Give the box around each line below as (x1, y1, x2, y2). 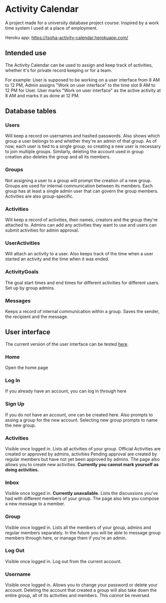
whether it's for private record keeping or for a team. (5, 67, 112, 73)
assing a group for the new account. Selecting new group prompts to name (5, 417, 158, 423)
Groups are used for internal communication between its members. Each (5, 183, 153, 189)
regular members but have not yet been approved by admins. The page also (5, 456, 160, 462)
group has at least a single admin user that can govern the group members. (5, 188, 159, 194)
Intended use (5, 49, 47, 57)
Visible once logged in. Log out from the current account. (5, 558, 122, 564)
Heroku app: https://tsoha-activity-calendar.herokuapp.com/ (5, 35, 128, 40)
